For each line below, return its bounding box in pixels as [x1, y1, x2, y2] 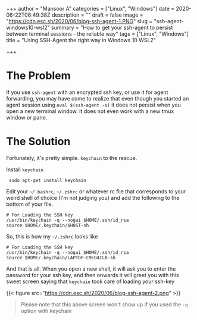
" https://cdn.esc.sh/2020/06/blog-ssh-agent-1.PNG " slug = [6, 18, 153, 24]
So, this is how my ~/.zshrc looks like [6, 233, 98, 240]
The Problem [6, 69, 71, 83]
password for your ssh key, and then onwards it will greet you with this [6, 271, 180, 278]
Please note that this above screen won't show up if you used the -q [20, 300, 188, 308]
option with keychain [20, 307, 72, 314]
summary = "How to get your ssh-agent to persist [51, 24, 173, 31]
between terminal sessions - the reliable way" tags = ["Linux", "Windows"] [6, 30, 189, 37]
